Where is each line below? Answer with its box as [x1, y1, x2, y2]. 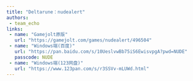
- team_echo [9, 20, 40, 26]
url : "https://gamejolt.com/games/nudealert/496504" [14, 37, 152, 43]
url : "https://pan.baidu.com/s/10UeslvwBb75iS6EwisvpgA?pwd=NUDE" [14, 49, 188, 55]
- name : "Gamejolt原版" [9, 32, 68, 38]
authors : [6, 15, 29, 21]
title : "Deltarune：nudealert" [6, 9, 86, 15]
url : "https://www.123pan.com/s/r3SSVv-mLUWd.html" [14, 65, 149, 72]
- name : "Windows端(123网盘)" [9, 60, 84, 66]
